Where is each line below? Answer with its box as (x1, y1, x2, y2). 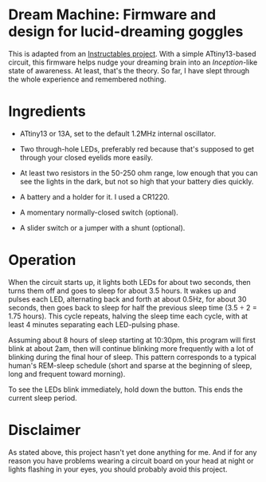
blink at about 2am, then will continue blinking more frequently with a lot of (8, 343, 254, 353)
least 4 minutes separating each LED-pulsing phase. (8, 319, 180, 329)
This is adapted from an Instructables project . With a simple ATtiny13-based (8, 49, 256, 58)
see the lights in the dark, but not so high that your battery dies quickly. (19, 176, 254, 186)
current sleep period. (8, 393, 77, 402)
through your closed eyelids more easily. (19, 152, 154, 162)
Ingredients (8, 102, 86, 120)
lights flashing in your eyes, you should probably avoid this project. (8, 464, 228, 474)
